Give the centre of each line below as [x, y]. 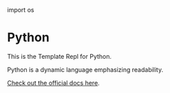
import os [21, 10]
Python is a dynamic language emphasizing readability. [85, 69]
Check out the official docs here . [53, 83]
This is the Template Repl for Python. [60, 56]
